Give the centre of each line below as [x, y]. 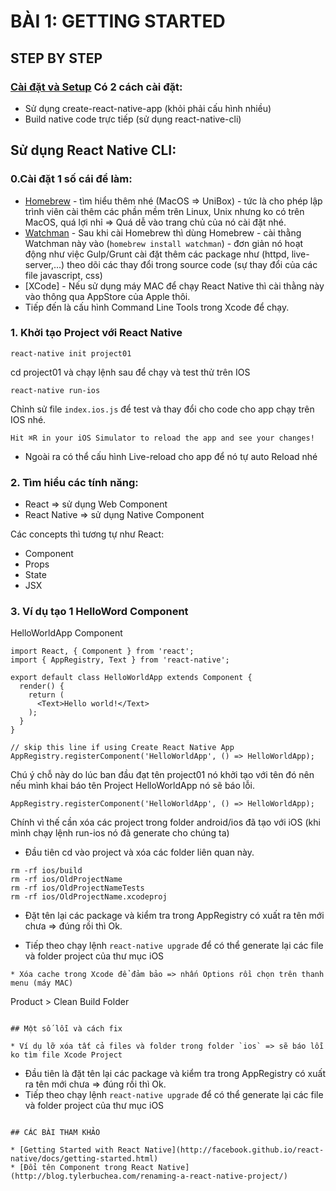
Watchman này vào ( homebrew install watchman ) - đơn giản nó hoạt [164, 243]
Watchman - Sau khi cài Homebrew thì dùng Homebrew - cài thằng [163, 232]
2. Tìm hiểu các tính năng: [74, 482]
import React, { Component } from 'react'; [102, 651]
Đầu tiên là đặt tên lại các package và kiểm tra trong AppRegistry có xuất [175, 1074]
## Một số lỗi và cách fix [66, 1029]
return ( [46, 695]
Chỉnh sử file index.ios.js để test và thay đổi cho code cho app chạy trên [162, 409]
